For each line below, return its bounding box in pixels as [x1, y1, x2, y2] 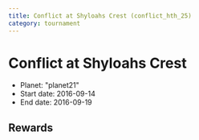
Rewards [8, 121, 54, 134]
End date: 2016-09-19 [19, 97, 92, 107]
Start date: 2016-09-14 [19, 89, 96, 99]
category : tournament [8, 19, 81, 27]
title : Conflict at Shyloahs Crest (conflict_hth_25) [8, 11, 193, 20]
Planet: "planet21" [19, 80, 80, 90]
